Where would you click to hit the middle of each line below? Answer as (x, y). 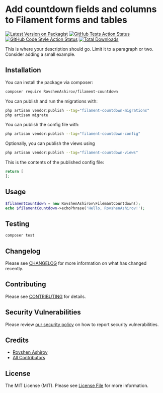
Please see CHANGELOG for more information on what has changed (76, 263)
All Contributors (29, 358)
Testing (17, 224)
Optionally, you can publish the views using (50, 143)
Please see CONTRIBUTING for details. (46, 296)
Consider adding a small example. (40, 54)
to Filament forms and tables (66, 20)
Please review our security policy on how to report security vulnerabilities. (82, 324)
